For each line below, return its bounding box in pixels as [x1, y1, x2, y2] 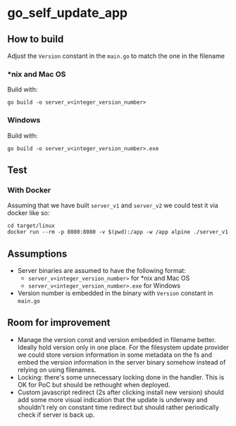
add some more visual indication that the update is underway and [17, 395, 208, 403]
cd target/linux [7, 222, 55, 230]
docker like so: [7, 209, 50, 217]
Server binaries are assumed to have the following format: [17, 267, 187, 275]
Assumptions [7, 248, 68, 260]
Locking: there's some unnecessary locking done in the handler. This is [17, 372, 225, 382]
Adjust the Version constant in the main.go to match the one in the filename [7, 51, 225, 60]
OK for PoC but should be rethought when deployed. [17, 380, 170, 389]
